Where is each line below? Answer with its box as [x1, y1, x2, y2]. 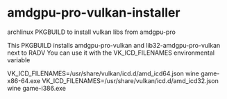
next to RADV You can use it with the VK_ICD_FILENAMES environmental [7, 48, 215, 57]
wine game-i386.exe [7, 84, 66, 92]
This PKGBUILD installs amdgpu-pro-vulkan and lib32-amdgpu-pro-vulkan [7, 41, 221, 49]
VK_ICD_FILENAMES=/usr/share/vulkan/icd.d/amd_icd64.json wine [7, 69, 199, 78]
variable [7, 55, 31, 64]
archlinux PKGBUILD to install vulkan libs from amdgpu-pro [7, 28, 176, 36]
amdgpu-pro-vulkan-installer [7, 5, 180, 21]
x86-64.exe [7, 76, 41, 84]
